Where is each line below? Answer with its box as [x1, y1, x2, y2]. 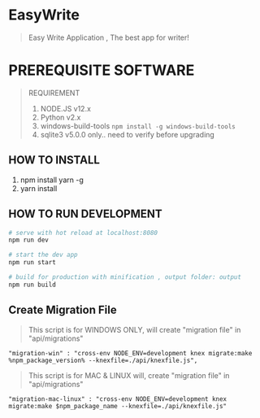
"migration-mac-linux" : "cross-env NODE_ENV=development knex [8, 394, 227, 403]
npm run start [8, 259, 57, 267]
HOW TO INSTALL [8, 153, 100, 168]
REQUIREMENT [28, 88, 80, 98]
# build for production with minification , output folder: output [8, 273, 242, 281]
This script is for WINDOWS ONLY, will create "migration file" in [28, 324, 241, 334]
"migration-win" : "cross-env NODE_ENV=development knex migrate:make [8, 349, 253, 357]
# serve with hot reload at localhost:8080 [8, 229, 158, 237]
